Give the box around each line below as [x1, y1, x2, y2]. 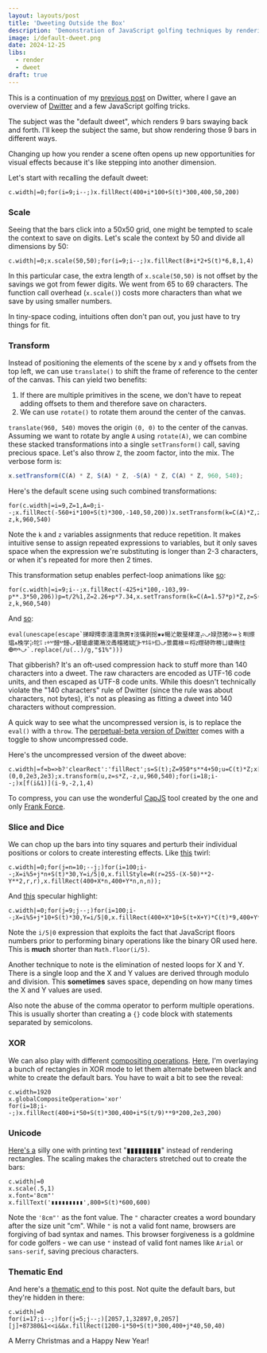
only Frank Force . [8, 801, 66, 812]
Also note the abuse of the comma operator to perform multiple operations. [8, 1000, 254, 1011]
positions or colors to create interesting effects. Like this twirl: [8, 848, 211, 858]
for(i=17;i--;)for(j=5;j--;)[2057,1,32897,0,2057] [8, 1315, 180, 1324]
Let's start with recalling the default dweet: [8, 173, 149, 182]
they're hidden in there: [8, 1293, 85, 1302]
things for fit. [8, 320, 50, 329]
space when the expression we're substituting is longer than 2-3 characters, [8, 547, 258, 556]
